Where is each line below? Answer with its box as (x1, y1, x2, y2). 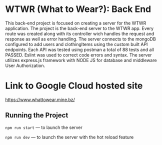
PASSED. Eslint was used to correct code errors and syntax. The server (5, 51, 152, 58)
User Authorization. (5, 62, 45, 68)
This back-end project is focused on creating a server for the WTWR (5, 20, 146, 26)
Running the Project (5, 111, 68, 119)
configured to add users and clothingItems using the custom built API (5, 41, 148, 47)
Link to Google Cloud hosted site (5, 80, 143, 91)
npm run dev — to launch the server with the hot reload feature (5, 134, 134, 140)
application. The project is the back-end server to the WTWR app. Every (5, 25, 154, 31)
